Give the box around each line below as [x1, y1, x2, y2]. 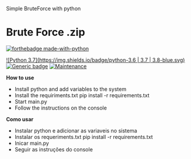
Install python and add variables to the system [14, 85, 126, 92]
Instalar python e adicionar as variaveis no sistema [14, 127, 138, 134]
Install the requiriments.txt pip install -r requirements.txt [14, 91, 150, 99]
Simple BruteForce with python [6, 5, 81, 12]
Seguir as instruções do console [14, 145, 93, 153]
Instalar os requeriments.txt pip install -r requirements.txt [14, 133, 153, 140]
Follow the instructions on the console [14, 104, 107, 111]
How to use [6, 74, 34, 81]
